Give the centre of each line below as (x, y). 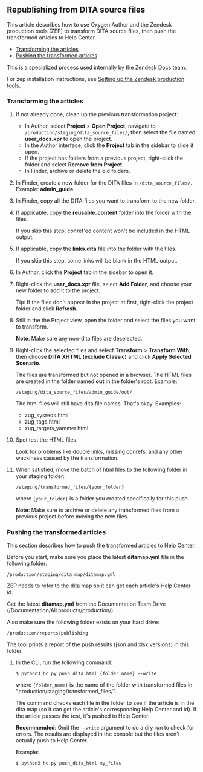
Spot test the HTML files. (47, 440)
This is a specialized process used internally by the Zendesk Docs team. (97, 67)
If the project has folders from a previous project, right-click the (104, 158)
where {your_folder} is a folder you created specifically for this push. (102, 499)
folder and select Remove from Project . (74, 165)
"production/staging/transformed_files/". (66, 692)
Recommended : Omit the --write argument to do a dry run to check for (105, 728)
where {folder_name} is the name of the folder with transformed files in (104, 685)
